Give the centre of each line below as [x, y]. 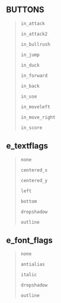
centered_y [34, 180]
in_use [29, 96]
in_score [31, 127]
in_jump [30, 55]
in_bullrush [35, 44]
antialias [33, 264]
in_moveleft [35, 107]
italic [29, 275]
